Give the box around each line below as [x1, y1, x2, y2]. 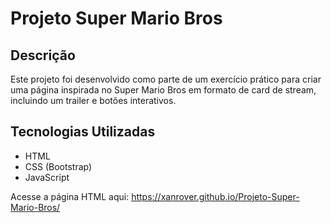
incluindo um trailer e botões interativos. [10, 95, 177, 106]
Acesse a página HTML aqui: [10, 190, 130, 202]
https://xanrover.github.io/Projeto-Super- [131, 190, 300, 202]
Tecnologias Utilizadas [10, 123, 156, 141]
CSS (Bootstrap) [24, 160, 93, 172]
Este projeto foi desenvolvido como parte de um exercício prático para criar [10, 73, 322, 85]
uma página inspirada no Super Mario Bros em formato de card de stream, [10, 84, 317, 96]
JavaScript [24, 171, 70, 183]
